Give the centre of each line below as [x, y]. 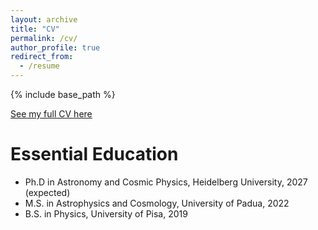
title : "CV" [35, 29]
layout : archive [44, 19]
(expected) [47, 192]
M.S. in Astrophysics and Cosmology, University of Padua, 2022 [157, 203]
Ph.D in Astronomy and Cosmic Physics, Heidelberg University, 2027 [166, 182]
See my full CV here [51, 114]
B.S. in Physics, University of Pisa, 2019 [106, 213]
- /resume [39, 66]
